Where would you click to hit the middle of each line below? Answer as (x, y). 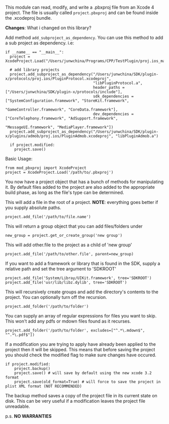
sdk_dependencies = (113, 96)
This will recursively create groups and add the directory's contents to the (82, 292)
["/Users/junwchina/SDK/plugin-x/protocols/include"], (64, 92)
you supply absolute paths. (33, 207)
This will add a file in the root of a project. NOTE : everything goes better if (82, 202)
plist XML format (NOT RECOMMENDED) (44, 386)
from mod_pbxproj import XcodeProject (46, 168)
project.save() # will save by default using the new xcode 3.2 (83, 373)
